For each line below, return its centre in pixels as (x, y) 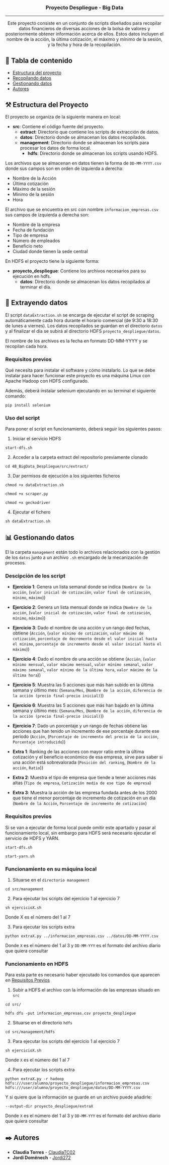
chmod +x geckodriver (28, 503)
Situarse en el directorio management (51, 880)
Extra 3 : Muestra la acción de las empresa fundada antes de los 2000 (85, 793)
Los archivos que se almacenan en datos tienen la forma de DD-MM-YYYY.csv (83, 163)
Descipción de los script (35, 576)
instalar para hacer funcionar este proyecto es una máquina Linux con (78, 376)
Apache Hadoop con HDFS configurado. (47, 381)
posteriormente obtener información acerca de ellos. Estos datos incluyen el (84, 34)
